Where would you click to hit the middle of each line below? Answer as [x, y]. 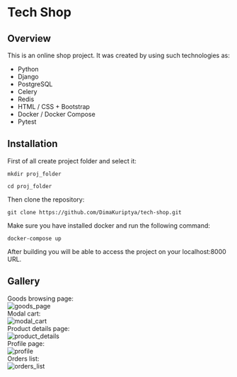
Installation [33, 144]
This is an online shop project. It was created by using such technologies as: [118, 55]
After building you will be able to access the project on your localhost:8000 [117, 251]
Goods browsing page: [41, 298]
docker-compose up [34, 238]
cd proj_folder [30, 186]
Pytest [27, 122]
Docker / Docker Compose [56, 114]
